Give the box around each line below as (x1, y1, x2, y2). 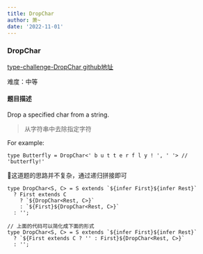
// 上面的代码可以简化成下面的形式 (7, 223, 95, 230)
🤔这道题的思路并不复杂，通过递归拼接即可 (7, 171, 127, 179)
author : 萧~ (7, 17, 41, 24)
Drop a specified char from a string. (7, 110, 110, 119)
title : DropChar (7, 10, 54, 17)
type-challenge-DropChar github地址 (7, 62, 113, 71)
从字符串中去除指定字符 (24, 124, 92, 133)
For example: (7, 138, 45, 146)
